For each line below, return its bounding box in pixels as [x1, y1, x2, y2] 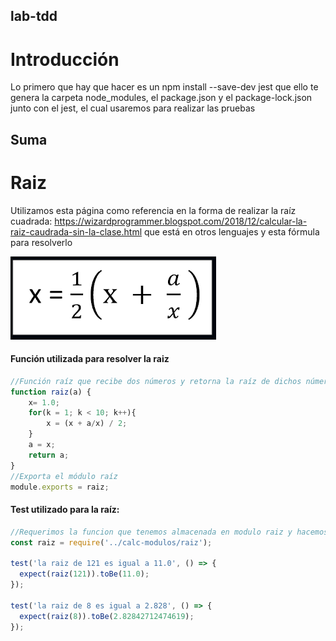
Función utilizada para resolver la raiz [10, 353, 170, 365]
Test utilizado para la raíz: [10, 504, 120, 516]
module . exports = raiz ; [10, 482, 110, 492]
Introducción [10, 48, 120, 71]
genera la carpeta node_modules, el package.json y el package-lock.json [10, 92, 313, 104]
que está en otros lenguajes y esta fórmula [144, 225, 320, 238]
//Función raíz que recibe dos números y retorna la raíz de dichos [10, 376, 302, 386]
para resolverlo [10, 236, 73, 248]
